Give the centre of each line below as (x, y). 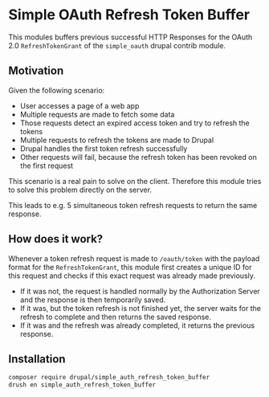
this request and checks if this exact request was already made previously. (132, 276)
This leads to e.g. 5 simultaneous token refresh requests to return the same (133, 205)
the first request (47, 166)
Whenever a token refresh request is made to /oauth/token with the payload (134, 258)
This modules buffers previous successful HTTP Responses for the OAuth (130, 37)
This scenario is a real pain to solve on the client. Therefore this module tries (135, 181)
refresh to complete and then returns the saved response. (115, 317)
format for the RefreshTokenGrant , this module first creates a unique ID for (130, 267)
